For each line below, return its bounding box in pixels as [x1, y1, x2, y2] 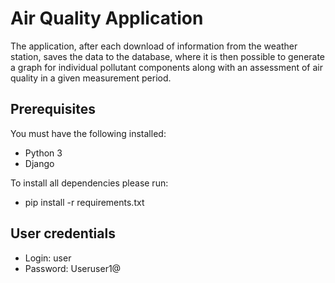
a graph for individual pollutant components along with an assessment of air [10, 61, 324, 73]
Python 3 [24, 147, 63, 159]
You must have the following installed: [10, 127, 167, 139]
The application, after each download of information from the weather [10, 40, 298, 52]
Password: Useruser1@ [24, 262, 122, 274]
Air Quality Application [10, 7, 204, 30]
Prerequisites [10, 101, 96, 118]
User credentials [10, 225, 116, 242]
